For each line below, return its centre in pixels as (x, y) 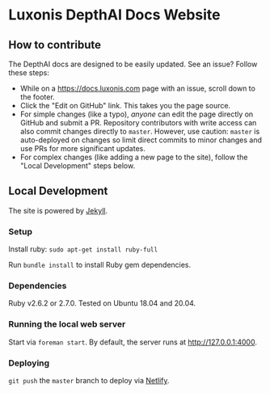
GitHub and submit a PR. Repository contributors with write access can (138, 123)
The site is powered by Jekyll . (58, 210)
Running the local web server (67, 324)
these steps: (29, 73)
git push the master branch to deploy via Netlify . (89, 380)
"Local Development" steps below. (78, 166)
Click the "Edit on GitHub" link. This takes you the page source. (125, 106)
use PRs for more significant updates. (82, 148)
